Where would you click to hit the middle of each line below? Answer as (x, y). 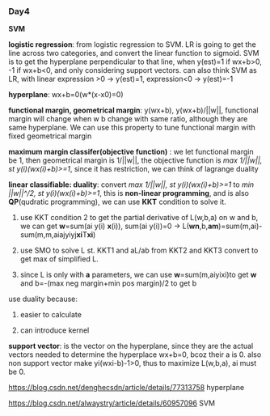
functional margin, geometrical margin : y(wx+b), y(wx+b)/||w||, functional (133, 110)
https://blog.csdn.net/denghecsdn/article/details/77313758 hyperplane (127, 388)
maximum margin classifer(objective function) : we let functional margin (131, 152)
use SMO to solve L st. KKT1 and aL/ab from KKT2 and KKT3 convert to (139, 250)
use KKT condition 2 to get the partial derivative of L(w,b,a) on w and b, (139, 218)
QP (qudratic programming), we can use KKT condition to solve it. (117, 202)
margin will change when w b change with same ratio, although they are (128, 119)
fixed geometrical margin (50, 136)
